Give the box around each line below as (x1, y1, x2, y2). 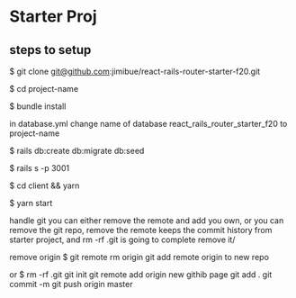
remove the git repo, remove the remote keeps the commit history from (9, 225, 273, 235)
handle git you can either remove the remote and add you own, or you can (9, 215, 284, 226)
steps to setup (9, 42, 92, 58)
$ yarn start (9, 198, 53, 208)
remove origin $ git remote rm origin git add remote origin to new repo (9, 252, 270, 262)
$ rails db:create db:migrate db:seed (9, 146, 145, 156)
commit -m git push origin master (9, 279, 133, 289)
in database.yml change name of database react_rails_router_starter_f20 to (9, 119, 288, 129)
